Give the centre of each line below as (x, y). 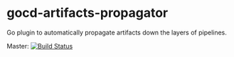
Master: (18, 46)
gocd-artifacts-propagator (87, 13)
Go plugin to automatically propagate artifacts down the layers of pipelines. (117, 32)
